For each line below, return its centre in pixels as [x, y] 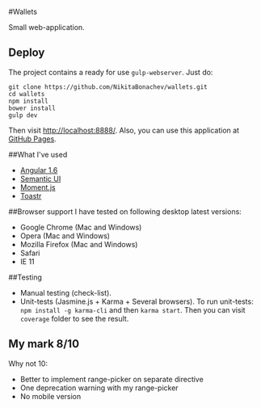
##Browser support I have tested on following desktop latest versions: [125, 211]
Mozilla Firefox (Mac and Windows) [79, 244]
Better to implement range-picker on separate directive [112, 379]
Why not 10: [28, 364]
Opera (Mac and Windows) [65, 236]
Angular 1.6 [39, 170]
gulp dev [23, 115]
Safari [30, 253]
